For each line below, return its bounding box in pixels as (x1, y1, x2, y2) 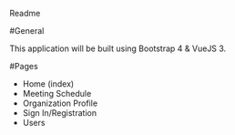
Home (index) (22, 78, 75, 89)
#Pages (9, 61, 38, 71)
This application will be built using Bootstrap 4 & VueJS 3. (9, 43, 227, 54)
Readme (9, 8, 41, 18)
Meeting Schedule (22, 88, 92, 99)
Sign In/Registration (22, 108, 97, 118)
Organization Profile (22, 98, 98, 109)
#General (9, 26, 45, 36)
